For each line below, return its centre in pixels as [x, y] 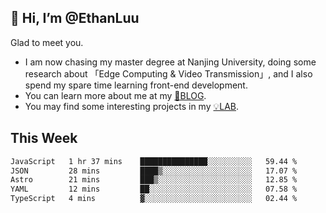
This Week [44, 138]
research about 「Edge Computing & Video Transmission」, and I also [168, 73]
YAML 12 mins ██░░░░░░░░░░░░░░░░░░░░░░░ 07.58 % [154, 189]
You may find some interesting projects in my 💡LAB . [132, 106]
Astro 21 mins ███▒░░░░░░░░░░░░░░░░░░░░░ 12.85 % [154, 180]
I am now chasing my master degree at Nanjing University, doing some [170, 62]
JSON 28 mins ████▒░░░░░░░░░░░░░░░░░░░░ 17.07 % [154, 171]
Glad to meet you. [47, 42]
